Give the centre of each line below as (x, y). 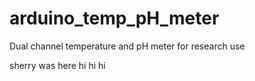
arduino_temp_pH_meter (114, 18)
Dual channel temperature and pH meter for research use (127, 46)
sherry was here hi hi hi (57, 65)
